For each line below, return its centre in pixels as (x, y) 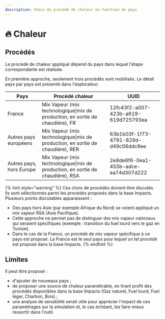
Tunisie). (21, 228)
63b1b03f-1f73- (131, 134)
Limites (17, 260)
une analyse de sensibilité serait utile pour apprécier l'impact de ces (81, 302)
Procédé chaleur (73, 96)
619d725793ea (128, 120)
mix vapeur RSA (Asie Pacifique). (46, 213)
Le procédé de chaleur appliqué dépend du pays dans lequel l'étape (74, 64)
